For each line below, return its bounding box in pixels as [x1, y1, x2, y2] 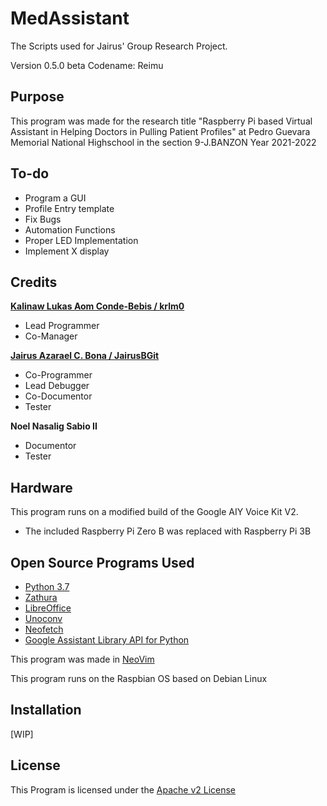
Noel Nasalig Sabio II [10, 420, 98, 432]
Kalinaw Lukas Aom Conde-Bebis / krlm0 [10, 300, 185, 312]
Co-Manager [24, 330, 78, 342]
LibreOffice [24, 602, 72, 614]
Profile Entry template [24, 202, 115, 214]
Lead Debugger [24, 380, 90, 392]
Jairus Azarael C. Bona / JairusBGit [10, 350, 160, 362]
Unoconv [24, 613, 63, 624]
